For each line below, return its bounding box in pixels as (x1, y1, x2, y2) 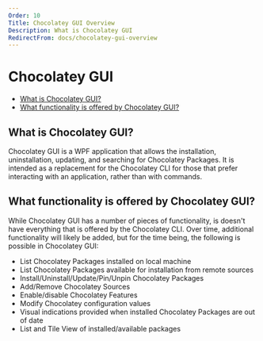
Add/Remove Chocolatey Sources (19, 282, 131, 291)
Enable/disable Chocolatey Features (19, 290, 138, 300)
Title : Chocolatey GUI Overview (8, 19, 115, 27)
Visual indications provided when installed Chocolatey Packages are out (19, 307, 255, 316)
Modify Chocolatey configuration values (19, 298, 151, 308)
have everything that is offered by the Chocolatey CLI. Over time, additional (8, 224, 254, 234)
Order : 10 (8, 11, 41, 20)
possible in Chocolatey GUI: (8, 241, 99, 251)
